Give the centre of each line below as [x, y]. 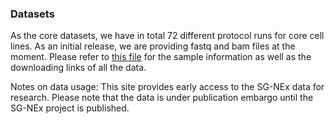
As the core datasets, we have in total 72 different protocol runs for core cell [167, 36]
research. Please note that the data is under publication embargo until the [162, 98]
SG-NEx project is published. [70, 108]
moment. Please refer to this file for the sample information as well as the [161, 57]
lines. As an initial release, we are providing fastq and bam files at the [153, 46]
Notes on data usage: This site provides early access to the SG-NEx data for [167, 87]
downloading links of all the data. [78, 68]
